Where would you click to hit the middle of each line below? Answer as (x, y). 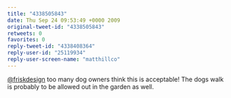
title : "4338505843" (37, 14)
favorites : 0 (26, 40)
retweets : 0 (24, 33)
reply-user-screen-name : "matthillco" (64, 59)
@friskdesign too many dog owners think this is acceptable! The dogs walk (115, 79)
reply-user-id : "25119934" (47, 53)
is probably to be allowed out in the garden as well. (80, 86)
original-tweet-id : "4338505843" (56, 27)
